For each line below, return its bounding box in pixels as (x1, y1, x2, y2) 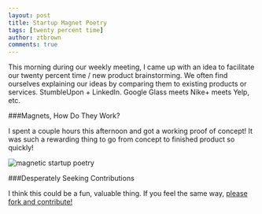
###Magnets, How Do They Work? (8, 111, 120, 120)
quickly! (8, 143, 34, 153)
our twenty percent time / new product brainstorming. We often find (8, 71, 228, 80)
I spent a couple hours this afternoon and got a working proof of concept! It (8, 127, 253, 136)
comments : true (8, 41, 58, 49)
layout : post (8, 11, 51, 20)
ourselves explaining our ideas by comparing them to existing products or (8, 79, 247, 89)
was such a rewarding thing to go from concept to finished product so (8, 135, 235, 144)
